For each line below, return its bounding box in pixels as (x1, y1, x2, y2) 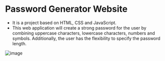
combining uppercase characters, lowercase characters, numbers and (12, 30, 155, 36)
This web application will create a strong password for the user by (12, 25, 147, 30)
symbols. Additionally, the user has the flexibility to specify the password (12, 35, 161, 41)
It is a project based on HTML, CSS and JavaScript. (12, 20, 117, 26)
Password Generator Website (5, 3, 128, 15)
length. (12, 40, 27, 46)
